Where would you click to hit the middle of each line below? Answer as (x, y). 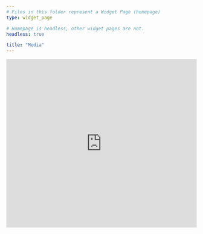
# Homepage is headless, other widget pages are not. (76, 28)
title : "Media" (25, 45)
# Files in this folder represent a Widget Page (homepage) (84, 12)
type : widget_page (29, 18)
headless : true (25, 34)
